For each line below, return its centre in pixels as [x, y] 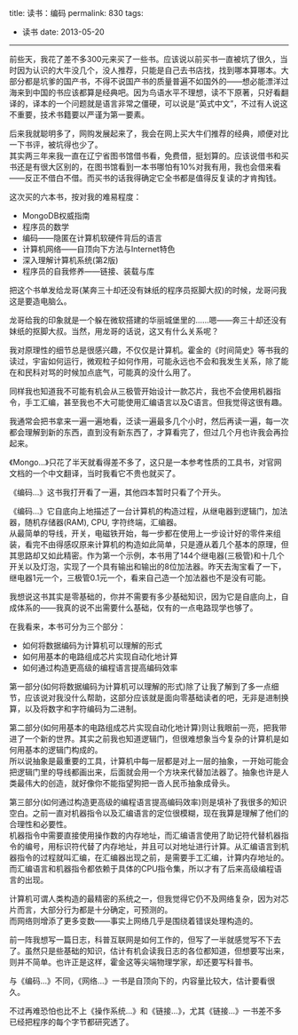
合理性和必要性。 [40, 824]
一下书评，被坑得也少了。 [56, 144]
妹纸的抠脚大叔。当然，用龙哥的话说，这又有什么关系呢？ [114, 331]
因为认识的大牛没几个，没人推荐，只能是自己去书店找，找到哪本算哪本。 [149, 70]
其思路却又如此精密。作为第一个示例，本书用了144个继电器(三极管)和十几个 [147, 555]
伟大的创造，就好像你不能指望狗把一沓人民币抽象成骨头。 [129, 783]
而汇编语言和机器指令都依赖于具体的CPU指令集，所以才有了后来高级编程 [142, 868]
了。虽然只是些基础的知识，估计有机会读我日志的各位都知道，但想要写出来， [149, 951]
